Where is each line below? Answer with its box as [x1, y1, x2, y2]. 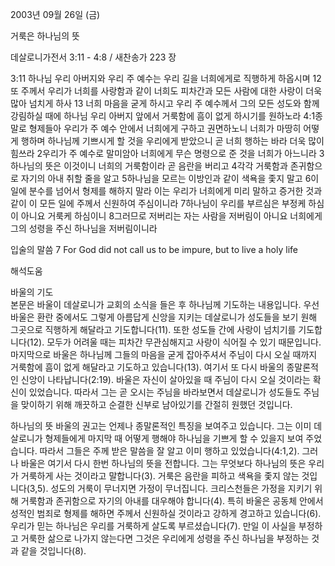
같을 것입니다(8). [20, 545, 87, 557]
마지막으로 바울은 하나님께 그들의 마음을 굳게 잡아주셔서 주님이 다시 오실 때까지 [10, 349, 318, 360]
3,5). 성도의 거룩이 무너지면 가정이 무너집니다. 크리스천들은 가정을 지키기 [29, 483, 313, 494]
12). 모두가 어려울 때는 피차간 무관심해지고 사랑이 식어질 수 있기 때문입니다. [29, 336, 322, 348]
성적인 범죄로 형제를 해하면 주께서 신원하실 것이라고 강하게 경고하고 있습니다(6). [10, 508, 322, 519]
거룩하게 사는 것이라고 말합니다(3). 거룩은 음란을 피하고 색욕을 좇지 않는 [20, 470, 300, 482]
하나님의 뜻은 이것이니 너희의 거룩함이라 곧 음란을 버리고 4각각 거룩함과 [10, 160, 288, 172]
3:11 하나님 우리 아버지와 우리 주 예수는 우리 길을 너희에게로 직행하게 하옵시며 [10, 73, 311, 84]
